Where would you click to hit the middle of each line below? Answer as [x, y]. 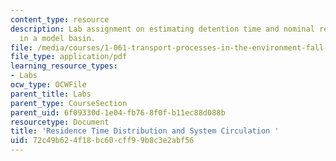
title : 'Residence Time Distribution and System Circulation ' [145, 131]
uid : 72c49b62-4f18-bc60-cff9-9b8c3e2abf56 [102, 141]
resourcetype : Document [60, 122]
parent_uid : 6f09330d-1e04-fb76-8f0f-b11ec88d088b [118, 112]
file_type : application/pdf [69, 57]
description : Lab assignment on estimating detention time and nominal [162, 29]
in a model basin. [58, 38]
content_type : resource [60, 19]
